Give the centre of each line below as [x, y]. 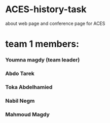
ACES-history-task [46, 9]
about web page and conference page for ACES [55, 23]
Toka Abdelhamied [29, 87]
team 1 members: [42, 44]
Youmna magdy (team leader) [43, 60]
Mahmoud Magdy [27, 114]
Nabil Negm [20, 101]
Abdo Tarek [20, 73]
